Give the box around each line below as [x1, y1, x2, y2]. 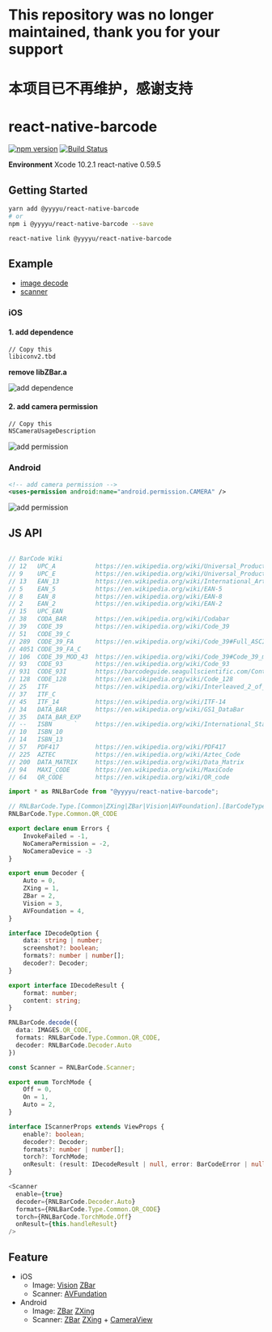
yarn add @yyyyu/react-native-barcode [8, 205, 139, 213]
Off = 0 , [23, 1086, 53, 1094]
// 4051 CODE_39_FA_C [8, 645, 82, 653]
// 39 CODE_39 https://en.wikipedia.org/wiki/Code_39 [8, 622, 230, 630]
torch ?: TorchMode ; [23, 1153, 89, 1161]
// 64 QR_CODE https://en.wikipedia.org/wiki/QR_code [8, 773, 230, 781]
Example [8, 257, 53, 271]
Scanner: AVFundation [32, 1288, 108, 1298]
